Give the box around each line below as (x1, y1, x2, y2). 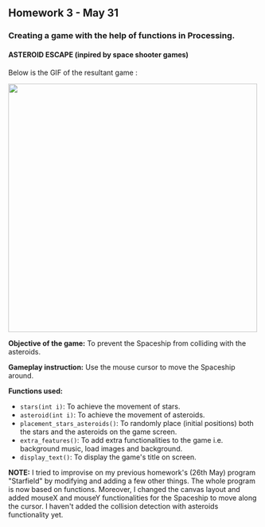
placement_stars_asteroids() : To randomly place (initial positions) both (19, 418, 255, 428)
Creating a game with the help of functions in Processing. (8, 30, 236, 41)
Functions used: (8, 386, 64, 396)
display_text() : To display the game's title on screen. (19, 452, 197, 462)
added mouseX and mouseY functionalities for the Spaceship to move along (8, 493, 257, 502)
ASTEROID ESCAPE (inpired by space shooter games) (8, 49, 189, 59)
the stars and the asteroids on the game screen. (19, 427, 177, 436)
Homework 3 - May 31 (8, 6, 119, 20)
